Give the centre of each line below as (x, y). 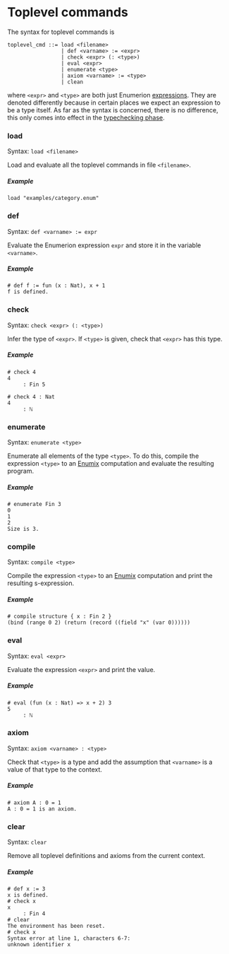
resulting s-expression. (41, 583)
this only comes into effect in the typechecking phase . (86, 117)
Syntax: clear (27, 842)
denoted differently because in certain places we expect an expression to (114, 102)
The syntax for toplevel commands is (61, 32)
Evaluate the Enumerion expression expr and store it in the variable (104, 245)
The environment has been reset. (56, 926)
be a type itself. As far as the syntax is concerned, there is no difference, (113, 110)
